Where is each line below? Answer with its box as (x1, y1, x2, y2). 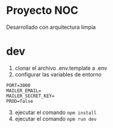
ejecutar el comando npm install (14, 109, 97, 116)
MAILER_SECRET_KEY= (6, 93, 55, 99)
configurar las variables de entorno (14, 70, 102, 78)
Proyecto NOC (6, 4, 79, 17)
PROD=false (6, 98, 33, 104)
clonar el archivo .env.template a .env (14, 64, 108, 72)
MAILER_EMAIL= (6, 88, 42, 94)
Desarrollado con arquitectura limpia (6, 23, 96, 31)
